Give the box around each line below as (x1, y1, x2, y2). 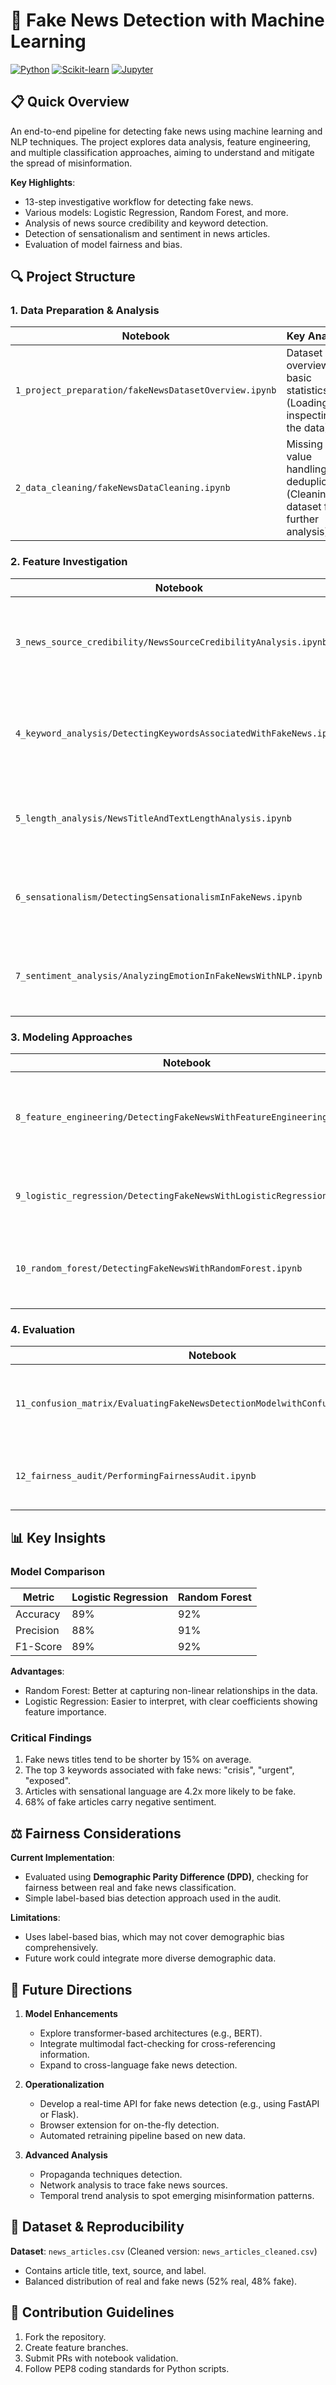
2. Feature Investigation (10, 555, 128, 569)
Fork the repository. (24, 2330, 107, 2343)
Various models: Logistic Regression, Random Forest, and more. (24, 206, 289, 218)
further (286, 512, 320, 526)
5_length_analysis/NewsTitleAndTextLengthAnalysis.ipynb (15, 812, 292, 824)
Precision (15, 1624, 60, 1638)
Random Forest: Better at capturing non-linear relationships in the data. (24, 1685, 318, 1697)
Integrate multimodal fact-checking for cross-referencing (39, 2037, 276, 2049)
